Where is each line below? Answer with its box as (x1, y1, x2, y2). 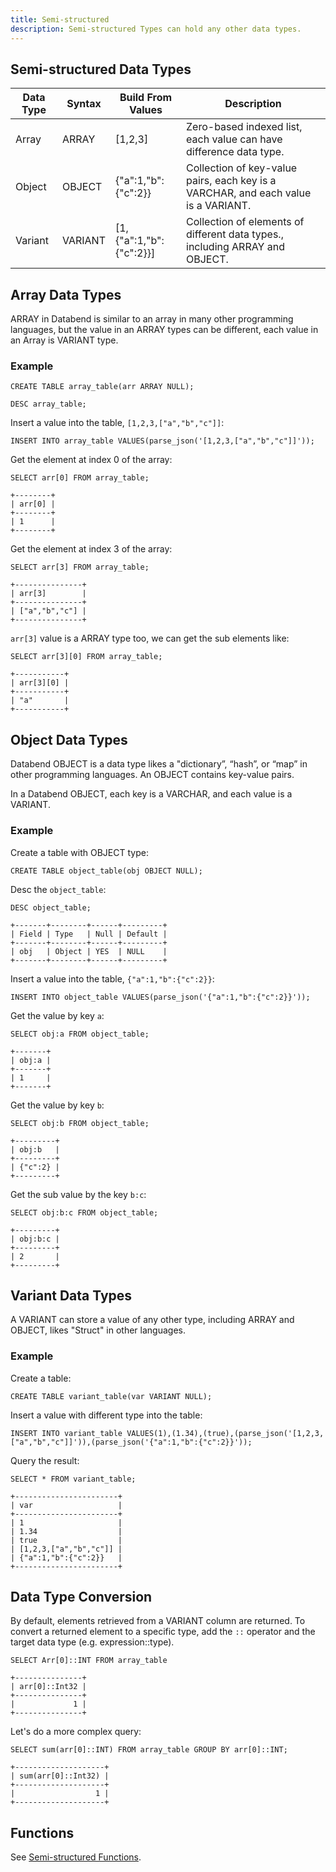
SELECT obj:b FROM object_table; (10, 1118, 150, 1128)
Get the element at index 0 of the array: (10, 454, 173, 466)
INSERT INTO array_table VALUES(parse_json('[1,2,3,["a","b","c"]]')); (10, 436, 315, 446)
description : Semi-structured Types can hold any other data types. (10, 24, 302, 34)
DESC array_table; (10, 399, 87, 410)
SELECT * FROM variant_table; (10, 1474, 137, 1484)
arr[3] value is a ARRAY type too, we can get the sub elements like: (10, 632, 290, 645)
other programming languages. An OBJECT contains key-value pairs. (10, 769, 295, 781)
